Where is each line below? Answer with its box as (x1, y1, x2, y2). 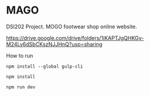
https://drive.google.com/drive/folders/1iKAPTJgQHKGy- (6, 34, 144, 41)
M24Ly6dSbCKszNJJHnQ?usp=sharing (6, 41, 103, 48)
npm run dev (6, 84, 35, 90)
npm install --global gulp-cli (6, 63, 83, 69)
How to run (6, 52, 34, 59)
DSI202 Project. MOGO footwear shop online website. (6, 23, 138, 30)
